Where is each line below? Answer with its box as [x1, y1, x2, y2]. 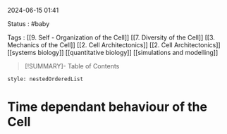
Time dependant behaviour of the [7, 99, 208, 115]
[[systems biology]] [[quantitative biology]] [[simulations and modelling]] [7, 49, 219, 56]
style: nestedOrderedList [7, 75, 83, 83]
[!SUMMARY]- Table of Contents [24, 62, 120, 70]
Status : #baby [7, 20, 50, 28]
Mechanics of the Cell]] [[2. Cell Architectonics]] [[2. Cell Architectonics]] [7, 41, 221, 49]
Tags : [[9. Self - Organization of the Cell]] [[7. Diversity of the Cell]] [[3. [7, 33, 215, 42]
